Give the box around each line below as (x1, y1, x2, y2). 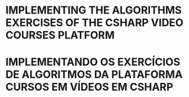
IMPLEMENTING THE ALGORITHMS (5, 4, 182, 17)
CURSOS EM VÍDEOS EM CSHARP (5, 81, 174, 94)
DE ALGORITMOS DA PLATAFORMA (5, 68, 183, 81)
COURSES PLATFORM (5, 29, 115, 42)
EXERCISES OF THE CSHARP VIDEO (5, 16, 184, 29)
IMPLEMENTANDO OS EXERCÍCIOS (5, 55, 181, 69)
